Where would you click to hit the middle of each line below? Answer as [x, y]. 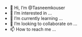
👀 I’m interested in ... [31, 13]
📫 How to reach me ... [33, 29]
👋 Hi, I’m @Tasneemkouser [38, 8]
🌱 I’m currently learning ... [36, 18]
